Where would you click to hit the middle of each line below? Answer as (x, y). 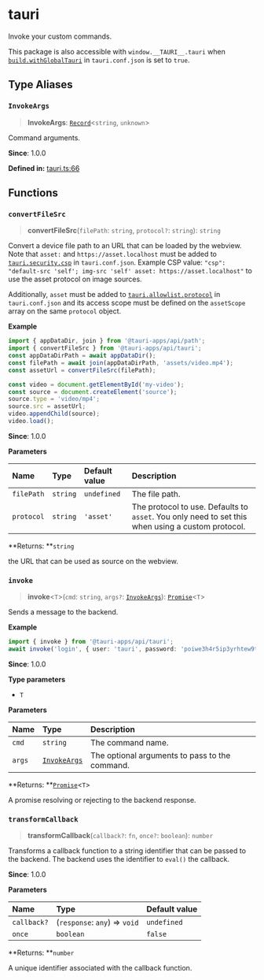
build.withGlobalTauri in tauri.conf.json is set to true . (99, 60)
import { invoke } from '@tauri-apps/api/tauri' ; (91, 642)
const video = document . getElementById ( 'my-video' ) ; (96, 384)
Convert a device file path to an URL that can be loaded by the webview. (125, 246)
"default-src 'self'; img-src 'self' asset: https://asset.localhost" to (130, 271)
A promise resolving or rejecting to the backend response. (102, 800)
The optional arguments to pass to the (160, 755)
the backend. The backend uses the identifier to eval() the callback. (119, 859)
